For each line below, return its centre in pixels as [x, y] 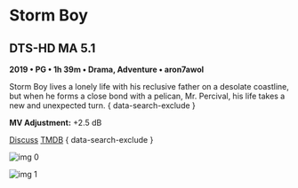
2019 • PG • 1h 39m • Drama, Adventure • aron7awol [107, 69]
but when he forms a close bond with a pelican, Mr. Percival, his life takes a [147, 96]
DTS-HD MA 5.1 [52, 48]
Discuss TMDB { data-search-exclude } [81, 140]
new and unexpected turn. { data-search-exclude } [102, 106]
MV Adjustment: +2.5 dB [56, 122]
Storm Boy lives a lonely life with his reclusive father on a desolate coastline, [149, 86]
